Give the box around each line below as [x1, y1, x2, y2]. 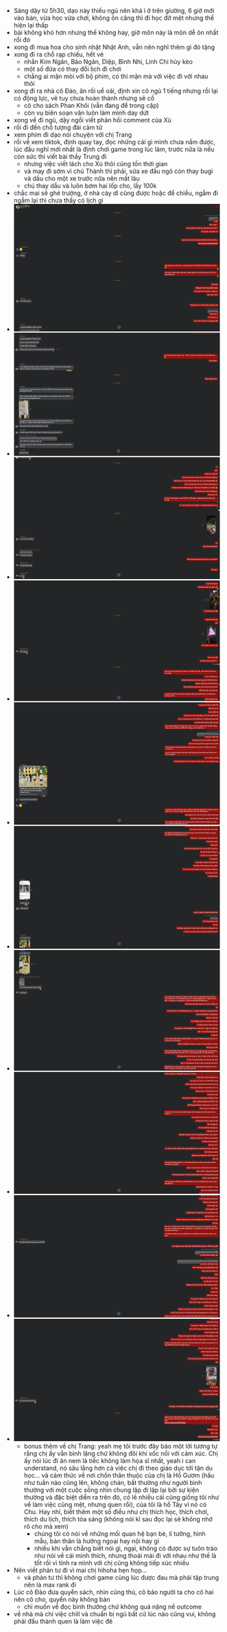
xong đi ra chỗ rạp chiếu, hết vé [13, 50, 104, 58]
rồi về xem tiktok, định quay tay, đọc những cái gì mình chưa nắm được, [13, 138, 216, 146]
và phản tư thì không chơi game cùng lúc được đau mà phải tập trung [23, 1573, 219, 1581]
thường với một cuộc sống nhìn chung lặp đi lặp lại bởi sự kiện [23, 1486, 200, 1494]
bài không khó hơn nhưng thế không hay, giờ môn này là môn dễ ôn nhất [13, 28, 219, 36]
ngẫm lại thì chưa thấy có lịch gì [13, 196, 104, 204]
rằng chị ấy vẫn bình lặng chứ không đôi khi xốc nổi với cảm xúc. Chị [23, 1449, 218, 1458]
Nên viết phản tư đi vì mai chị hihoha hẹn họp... [13, 1566, 147, 1574]
